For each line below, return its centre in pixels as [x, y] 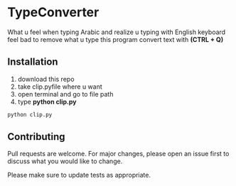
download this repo [46, 79]
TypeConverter [53, 12]
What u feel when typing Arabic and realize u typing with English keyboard [117, 32]
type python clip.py [47, 102]
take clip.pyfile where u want [60, 87]
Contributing [36, 137]
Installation [33, 62]
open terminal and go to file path [65, 94]
